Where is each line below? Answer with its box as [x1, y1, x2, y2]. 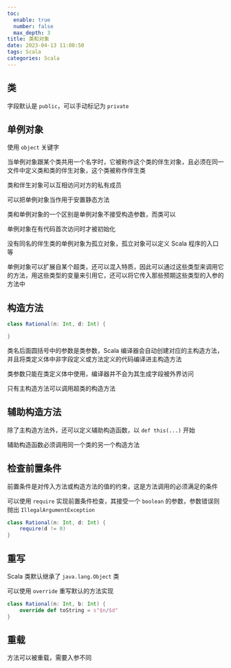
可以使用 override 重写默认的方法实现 [7, 587, 114, 595]
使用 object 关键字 [7, 143, 60, 151]
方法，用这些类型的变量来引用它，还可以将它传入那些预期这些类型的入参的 [12, 271, 224, 279]
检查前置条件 [7, 462, 62, 475]
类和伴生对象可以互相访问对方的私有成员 [7, 181, 122, 189]
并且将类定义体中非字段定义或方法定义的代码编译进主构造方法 [7, 355, 182, 363]
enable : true [13, 17, 51, 23]
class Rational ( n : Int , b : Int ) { [7, 601, 107, 607]
